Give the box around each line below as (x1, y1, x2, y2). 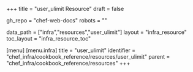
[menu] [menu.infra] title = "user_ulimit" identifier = (6, 47, 136, 54)
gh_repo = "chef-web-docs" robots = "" (6, 17, 107, 24)
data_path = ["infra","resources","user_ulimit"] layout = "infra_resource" (6, 28, 187, 36)
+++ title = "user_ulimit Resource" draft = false (6, 5, 124, 12)
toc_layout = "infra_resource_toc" (6, 35, 91, 42)
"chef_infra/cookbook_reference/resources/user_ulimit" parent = (6, 53, 170, 60)
